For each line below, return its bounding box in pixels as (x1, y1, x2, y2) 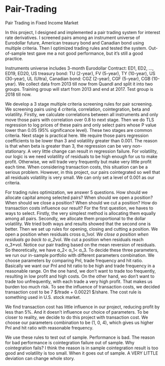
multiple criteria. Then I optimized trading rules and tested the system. (5, 45, 148, 51)
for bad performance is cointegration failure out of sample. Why (5, 339, 134, 345)
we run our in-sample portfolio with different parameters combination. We (5, 252, 155, 258)
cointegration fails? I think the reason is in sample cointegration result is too (5, 345, 159, 351)
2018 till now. (5, 91, 32, 97)
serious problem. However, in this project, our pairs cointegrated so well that (5, 169, 160, 175)
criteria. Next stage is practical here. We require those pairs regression (5, 132, 149, 138)
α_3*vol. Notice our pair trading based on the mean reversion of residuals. (5, 242, 156, 247)
